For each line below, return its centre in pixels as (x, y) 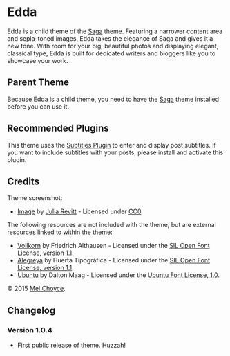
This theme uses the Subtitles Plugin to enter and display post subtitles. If (112, 145)
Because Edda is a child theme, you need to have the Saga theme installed (113, 99)
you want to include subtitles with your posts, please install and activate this (115, 152)
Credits (23, 181)
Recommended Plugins (58, 128)
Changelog (31, 310)
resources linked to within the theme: (60, 232)
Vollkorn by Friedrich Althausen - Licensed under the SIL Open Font (113, 246)
